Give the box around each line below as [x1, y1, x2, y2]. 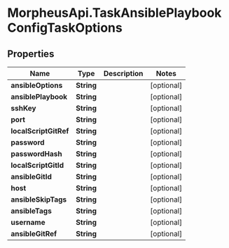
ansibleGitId [11, 172, 53, 181]
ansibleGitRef [11, 229, 57, 238]
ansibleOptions [11, 81, 63, 90]
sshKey [11, 103, 36, 113]
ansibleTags [11, 206, 53, 216]
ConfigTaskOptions [7, 20, 123, 36]
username [11, 218, 46, 227]
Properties [7, 48, 55, 60]
